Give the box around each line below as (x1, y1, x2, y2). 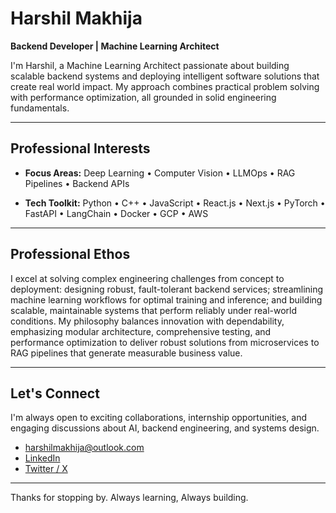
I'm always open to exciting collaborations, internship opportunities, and (10, 412, 308, 424)
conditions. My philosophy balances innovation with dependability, (10, 315, 285, 327)
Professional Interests (10, 140, 151, 157)
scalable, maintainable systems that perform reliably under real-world (10, 304, 298, 316)
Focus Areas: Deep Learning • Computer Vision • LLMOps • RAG (24, 167, 296, 179)
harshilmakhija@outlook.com (24, 442, 145, 454)
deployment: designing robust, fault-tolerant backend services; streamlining (10, 283, 324, 295)
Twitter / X (24, 463, 68, 475)
